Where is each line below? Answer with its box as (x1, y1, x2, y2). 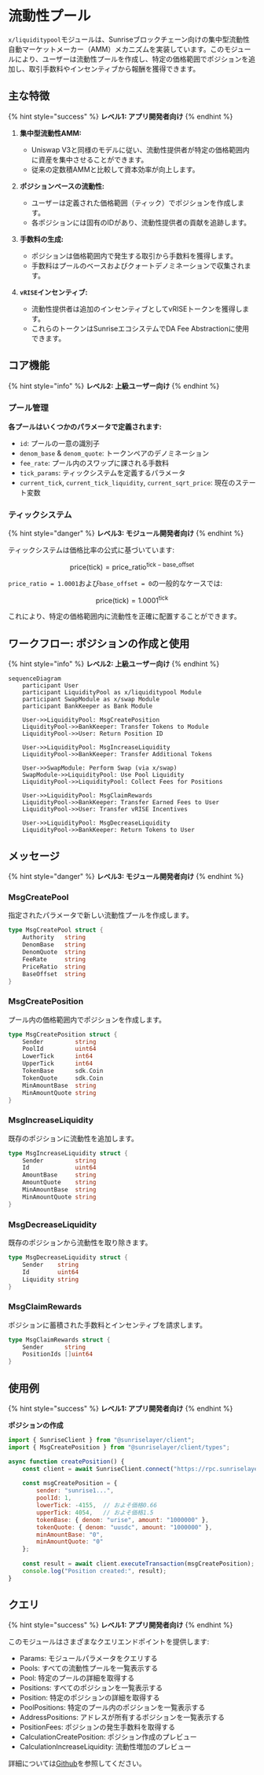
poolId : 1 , (36, 1494, 72, 1502)
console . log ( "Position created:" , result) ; (22, 1567, 167, 1575)
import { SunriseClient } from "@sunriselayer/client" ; (8, 1436, 195, 1444)
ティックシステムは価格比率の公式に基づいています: (8, 545, 175, 554)
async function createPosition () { (8, 1458, 125, 1466)
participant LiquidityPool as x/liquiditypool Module (22, 689, 202, 697)
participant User (22, 682, 79, 690)
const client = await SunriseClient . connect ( (22, 1465, 174, 1473)
